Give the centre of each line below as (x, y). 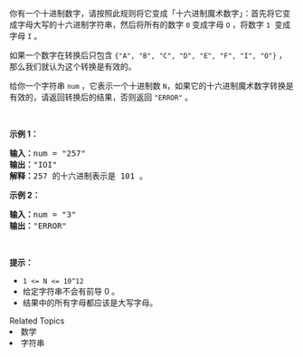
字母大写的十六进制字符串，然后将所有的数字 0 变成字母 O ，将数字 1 (144, 24)
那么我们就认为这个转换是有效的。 (73, 67)
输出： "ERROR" (38, 226)
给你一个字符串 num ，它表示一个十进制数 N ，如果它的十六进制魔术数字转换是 (151, 86)
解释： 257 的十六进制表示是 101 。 (78, 176)
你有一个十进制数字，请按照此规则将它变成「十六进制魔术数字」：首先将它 (146, 13)
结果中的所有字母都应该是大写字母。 (90, 303)
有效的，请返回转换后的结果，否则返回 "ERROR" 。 (101, 97)
